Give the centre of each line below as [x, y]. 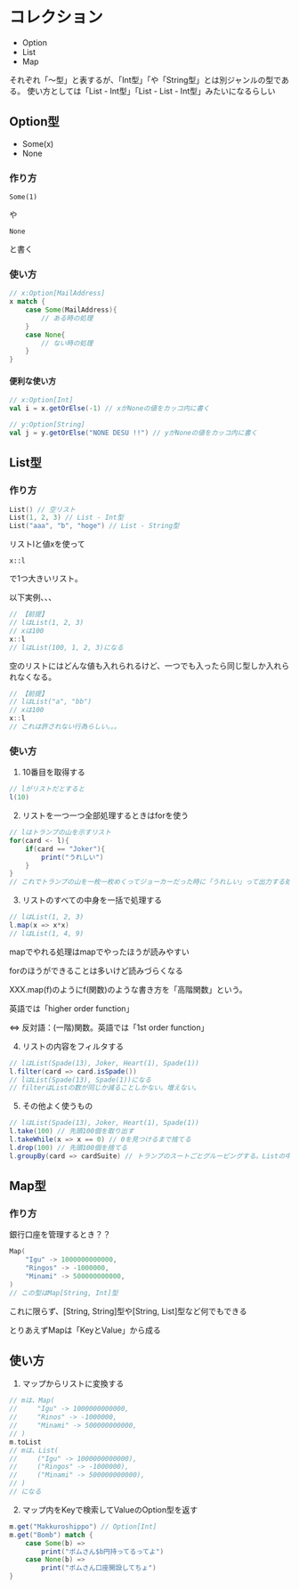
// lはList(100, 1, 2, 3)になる [67, 647]
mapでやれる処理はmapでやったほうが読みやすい [99, 952]
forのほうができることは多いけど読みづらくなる [97, 970]
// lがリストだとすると [47, 789]
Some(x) [38, 143]
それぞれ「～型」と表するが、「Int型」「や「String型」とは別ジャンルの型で [145, 79]
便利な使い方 [32, 381]
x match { [28, 302]
